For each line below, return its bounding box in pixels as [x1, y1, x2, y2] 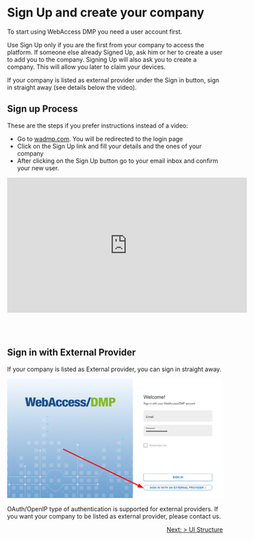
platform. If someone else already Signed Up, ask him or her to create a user [7, 48, 223, 56]
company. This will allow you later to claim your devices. [7, 62, 166, 71]
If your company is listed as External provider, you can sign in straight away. [7, 365, 222, 373]
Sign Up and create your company [7, 5, 205, 21]
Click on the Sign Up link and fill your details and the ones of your [16, 142, 202, 150]
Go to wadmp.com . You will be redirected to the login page [16, 134, 183, 143]
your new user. [16, 163, 60, 172]
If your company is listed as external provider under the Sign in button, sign [7, 75, 220, 84]
